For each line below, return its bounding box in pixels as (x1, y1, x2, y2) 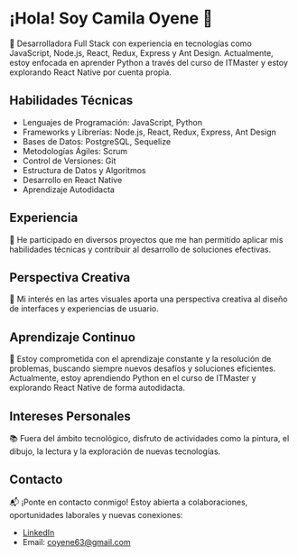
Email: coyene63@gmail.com (22, 536, 131, 547)
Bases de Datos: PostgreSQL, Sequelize (22, 135, 172, 147)
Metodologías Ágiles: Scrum (22, 145, 128, 156)
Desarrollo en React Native (22, 174, 123, 185)
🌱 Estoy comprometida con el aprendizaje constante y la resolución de (9, 354, 272, 365)
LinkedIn (22, 527, 55, 538)
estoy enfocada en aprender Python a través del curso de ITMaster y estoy (9, 57, 289, 68)
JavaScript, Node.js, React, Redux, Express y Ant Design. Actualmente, (9, 47, 274, 58)
